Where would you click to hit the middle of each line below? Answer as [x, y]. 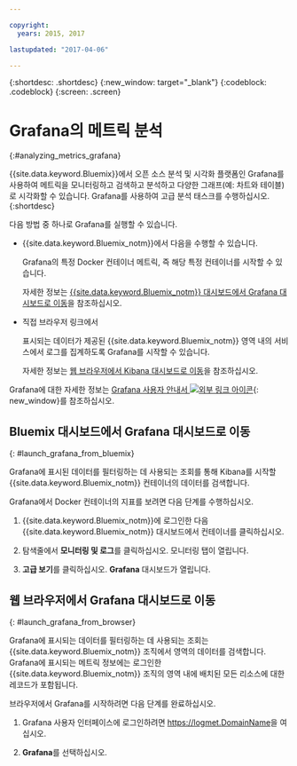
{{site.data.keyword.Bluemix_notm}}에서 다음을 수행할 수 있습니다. [140, 243]
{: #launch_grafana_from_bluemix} [72, 454]
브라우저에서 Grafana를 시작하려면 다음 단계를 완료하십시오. [113, 703]
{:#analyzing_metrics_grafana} [65, 155]
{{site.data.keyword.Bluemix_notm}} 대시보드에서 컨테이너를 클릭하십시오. [153, 532]
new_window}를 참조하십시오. [62, 401]
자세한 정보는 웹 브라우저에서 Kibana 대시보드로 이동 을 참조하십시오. [140, 371]
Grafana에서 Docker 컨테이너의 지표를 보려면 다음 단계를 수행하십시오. [132, 501]
